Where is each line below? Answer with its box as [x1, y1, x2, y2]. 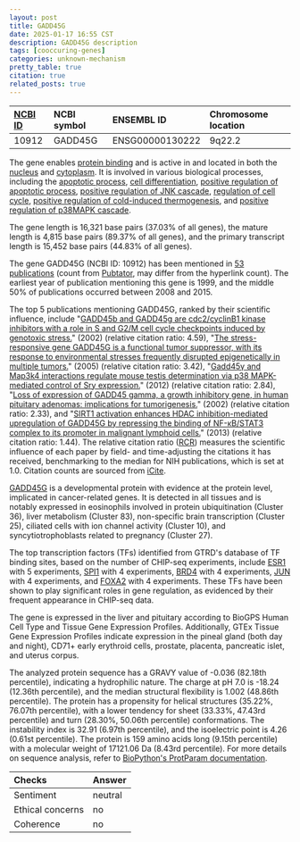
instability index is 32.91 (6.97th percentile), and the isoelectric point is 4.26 [9, 724, 287, 735]
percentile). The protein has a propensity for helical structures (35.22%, [9, 696, 274, 706]
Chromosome [209, 108, 269, 121]
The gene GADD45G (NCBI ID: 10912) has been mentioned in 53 [9, 258, 245, 269]
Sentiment [13, 788, 57, 801]
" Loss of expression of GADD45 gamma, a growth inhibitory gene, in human [9, 389, 288, 400]
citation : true [9, 71, 66, 80]
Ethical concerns [13, 803, 85, 815]
